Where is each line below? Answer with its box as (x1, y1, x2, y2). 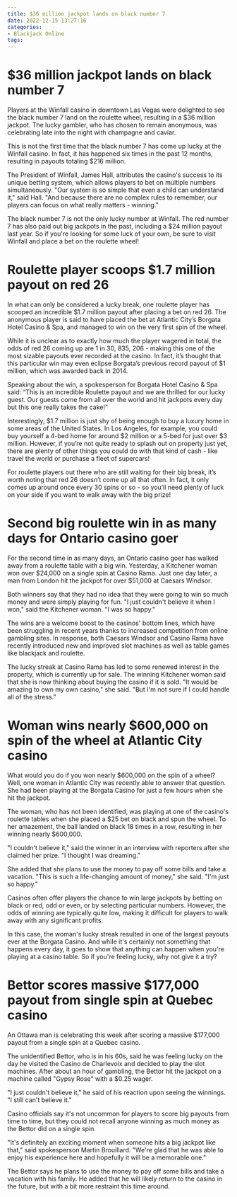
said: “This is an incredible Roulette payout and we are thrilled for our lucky (7, 388, 226, 396)
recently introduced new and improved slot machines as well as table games (7, 641, 230, 650)
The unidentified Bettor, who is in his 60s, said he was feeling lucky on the (7, 1052, 224, 1060)
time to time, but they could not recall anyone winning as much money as (7, 1116, 220, 1126)
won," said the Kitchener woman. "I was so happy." (7, 605, 156, 613)
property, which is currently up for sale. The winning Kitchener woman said (7, 670, 226, 678)
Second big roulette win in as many (7, 515, 217, 532)
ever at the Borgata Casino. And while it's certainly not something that (7, 937, 211, 946)
